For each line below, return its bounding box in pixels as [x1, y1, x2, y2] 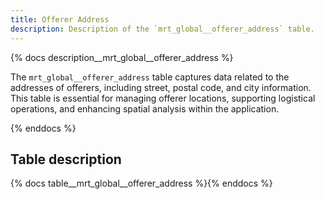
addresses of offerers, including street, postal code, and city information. [10, 81, 312, 93]
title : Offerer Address [10, 14, 110, 25]
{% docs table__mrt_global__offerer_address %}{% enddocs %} [10, 177, 273, 190]
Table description [10, 151, 122, 168]
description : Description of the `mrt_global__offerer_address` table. [10, 24, 315, 34]
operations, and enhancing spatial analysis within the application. [10, 102, 280, 115]
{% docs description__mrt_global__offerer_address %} [10, 51, 234, 63]
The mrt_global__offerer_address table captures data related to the [10, 71, 290, 83]
